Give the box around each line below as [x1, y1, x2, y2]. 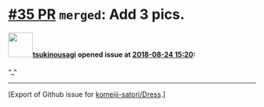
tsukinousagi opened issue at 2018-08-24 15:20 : [32, 50, 196, 59]
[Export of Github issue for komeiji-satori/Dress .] [8, 90, 167, 99]
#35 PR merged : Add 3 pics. [8, 6, 185, 24]
